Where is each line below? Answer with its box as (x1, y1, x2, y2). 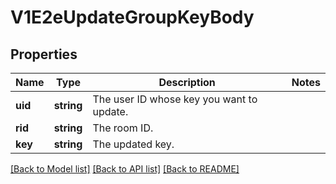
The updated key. (92, 137, 175, 151)
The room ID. (92, 121, 154, 135)
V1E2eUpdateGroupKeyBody (10, 6, 255, 29)
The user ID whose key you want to (92, 92, 258, 106)
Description (158, 76, 216, 89)
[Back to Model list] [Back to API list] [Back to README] (10, 163, 240, 175)
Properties (10, 46, 78, 63)
